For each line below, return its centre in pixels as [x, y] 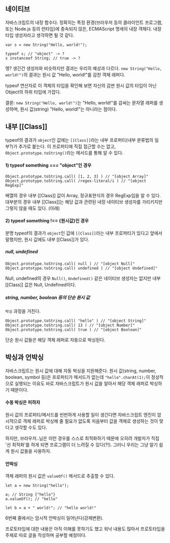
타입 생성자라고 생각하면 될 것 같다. [40, 35]
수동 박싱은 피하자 [23, 402]
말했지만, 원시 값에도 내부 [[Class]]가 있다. [47, 240]
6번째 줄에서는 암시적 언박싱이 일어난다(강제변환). [55, 518]
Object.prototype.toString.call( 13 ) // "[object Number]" [70, 325]
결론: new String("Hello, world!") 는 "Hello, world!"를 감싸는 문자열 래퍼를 [82, 102]
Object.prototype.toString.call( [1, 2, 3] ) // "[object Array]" [77, 176]
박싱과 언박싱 [25, 358]
